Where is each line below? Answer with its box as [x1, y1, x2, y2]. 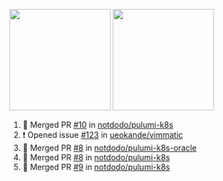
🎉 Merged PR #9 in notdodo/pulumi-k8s [22, 162, 171, 172]
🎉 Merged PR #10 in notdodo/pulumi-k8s [22, 120, 174, 130]
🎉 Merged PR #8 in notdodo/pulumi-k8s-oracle [22, 142, 197, 153]
